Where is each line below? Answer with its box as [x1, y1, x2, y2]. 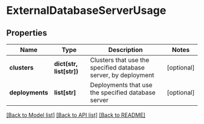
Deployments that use [90, 81, 153, 89]
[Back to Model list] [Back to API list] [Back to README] [6, 111, 146, 119]
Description [108, 46, 143, 54]
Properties [6, 28, 47, 38]
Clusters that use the [90, 56, 150, 64]
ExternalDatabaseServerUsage [6, 4, 166, 18]
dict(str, [54, 60, 78, 68]
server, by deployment [90, 71, 155, 79]
